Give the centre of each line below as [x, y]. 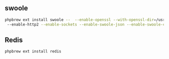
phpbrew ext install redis [33, 51]
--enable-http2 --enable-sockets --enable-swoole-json [66, 24]
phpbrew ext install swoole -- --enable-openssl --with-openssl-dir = [80, 19]
